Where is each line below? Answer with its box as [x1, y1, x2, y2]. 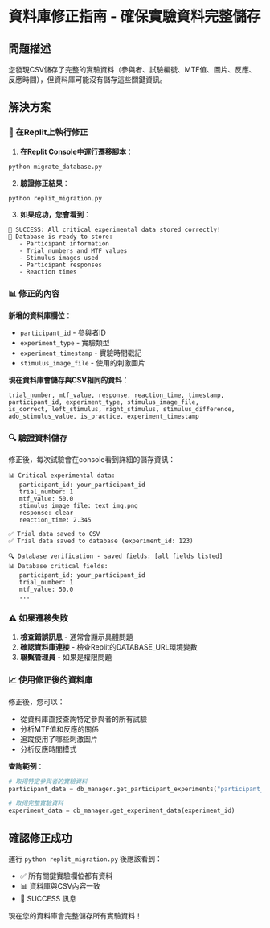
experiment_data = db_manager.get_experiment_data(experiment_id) [8, 806, 235, 815]
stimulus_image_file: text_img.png [18, 502, 138, 510]
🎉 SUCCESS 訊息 [19, 893, 77, 903]
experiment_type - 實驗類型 [19, 337, 110, 347]
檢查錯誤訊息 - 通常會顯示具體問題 [19, 633, 134, 642]
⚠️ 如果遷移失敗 [8, 612, 68, 624]
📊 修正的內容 [8, 288, 60, 299]
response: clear [18, 509, 74, 518]
